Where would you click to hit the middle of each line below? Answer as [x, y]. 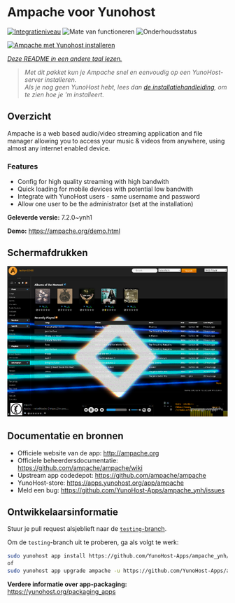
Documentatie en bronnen [65, 436]
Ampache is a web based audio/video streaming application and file [105, 133]
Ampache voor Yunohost [81, 12]
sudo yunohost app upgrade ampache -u [64, 571]
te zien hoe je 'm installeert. [64, 94]
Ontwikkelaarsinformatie [63, 512]
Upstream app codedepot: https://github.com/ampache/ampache [112, 475]
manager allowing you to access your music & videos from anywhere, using [116, 141]
